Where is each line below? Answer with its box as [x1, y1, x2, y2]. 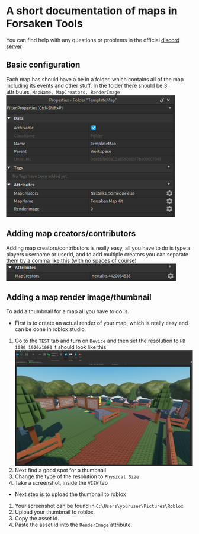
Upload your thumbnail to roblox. [14, 508, 95, 516]
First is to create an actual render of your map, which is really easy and [14, 319, 188, 327]
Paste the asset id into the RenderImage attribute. [14, 521, 133, 529]
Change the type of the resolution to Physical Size [14, 473, 140, 480]
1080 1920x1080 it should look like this [14, 344, 107, 351]
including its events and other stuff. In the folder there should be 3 [6, 82, 168, 89]
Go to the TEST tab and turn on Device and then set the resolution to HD [14, 337, 185, 345]
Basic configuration [6, 60, 81, 70]
